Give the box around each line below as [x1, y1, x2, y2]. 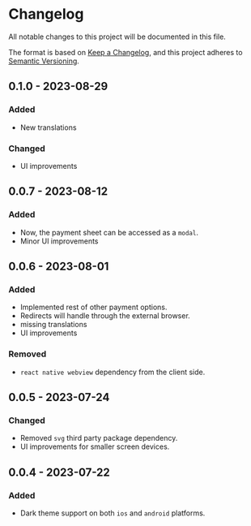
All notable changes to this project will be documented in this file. [8, 32, 227, 41]
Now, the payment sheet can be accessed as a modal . [19, 227, 198, 237]
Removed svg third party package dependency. [19, 433, 178, 443]
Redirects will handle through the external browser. [19, 311, 190, 321]
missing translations [19, 320, 87, 330]
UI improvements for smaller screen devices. [19, 442, 170, 451]
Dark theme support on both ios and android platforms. [19, 508, 206, 518]
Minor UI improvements [19, 236, 99, 246]
